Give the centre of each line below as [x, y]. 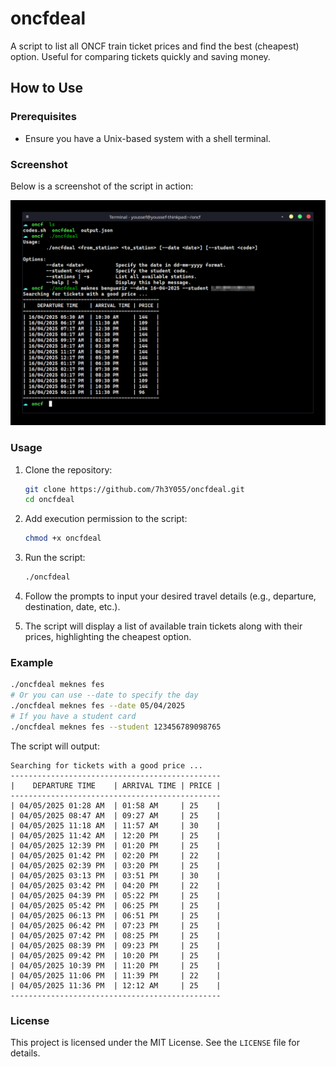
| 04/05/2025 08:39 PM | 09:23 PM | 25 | [116, 945]
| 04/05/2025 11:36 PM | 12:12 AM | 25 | [116, 985]
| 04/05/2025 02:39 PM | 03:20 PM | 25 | [116, 865]
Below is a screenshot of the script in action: [102, 186]
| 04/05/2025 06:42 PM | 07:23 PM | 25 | [116, 925]
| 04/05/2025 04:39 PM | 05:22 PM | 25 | [116, 895]
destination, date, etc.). [72, 606]
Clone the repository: [68, 469]
